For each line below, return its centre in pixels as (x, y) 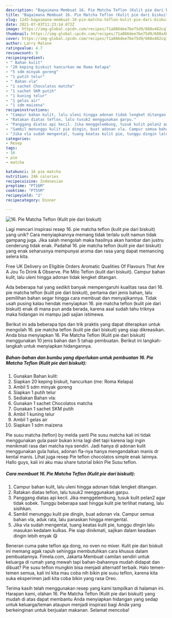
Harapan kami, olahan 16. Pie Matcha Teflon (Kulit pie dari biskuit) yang (80, 593)
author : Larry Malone (29, 44)
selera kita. (17, 256)
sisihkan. (22, 508)
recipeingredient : (25, 58)
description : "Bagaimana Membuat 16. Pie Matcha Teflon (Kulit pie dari (85, 10)
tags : (11, 148)
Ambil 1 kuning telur (34, 414)
